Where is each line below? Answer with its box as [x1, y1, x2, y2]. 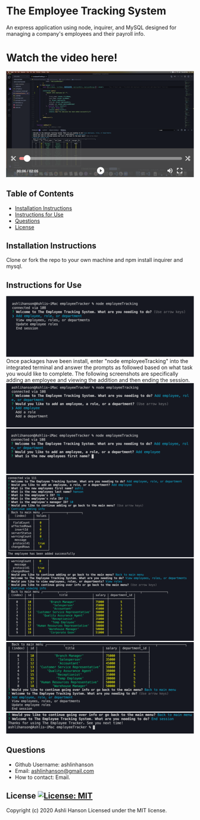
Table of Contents [6, 189, 74, 199]
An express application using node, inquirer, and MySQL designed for [6, 24, 177, 31]
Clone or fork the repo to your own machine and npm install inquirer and [6, 256, 183, 264]
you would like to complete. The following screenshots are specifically [6, 370, 179, 377]
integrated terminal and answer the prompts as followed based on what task [6, 364, 193, 371]
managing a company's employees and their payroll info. [6, 30, 145, 37]
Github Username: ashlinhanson [14, 760, 94, 768]
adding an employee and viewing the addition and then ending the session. [6, 376, 190, 383]
